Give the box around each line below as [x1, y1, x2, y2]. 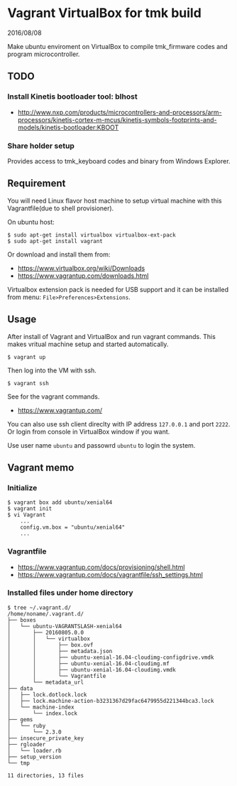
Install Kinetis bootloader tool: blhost [7, 92, 138, 102]
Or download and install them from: [7, 250, 111, 259]
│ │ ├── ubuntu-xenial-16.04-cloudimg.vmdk [7, 666, 176, 673]
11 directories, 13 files [7, 772, 84, 779]
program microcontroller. [7, 50, 80, 58]
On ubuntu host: [7, 217, 55, 226]
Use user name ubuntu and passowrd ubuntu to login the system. [7, 441, 196, 449]
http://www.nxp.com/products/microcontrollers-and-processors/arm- [17, 108, 222, 117]
